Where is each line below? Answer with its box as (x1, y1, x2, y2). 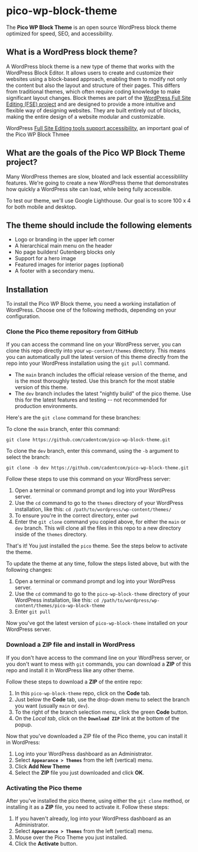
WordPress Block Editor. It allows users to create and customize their (6, 69, 174, 76)
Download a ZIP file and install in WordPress (6, 640, 135, 649)
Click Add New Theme (14, 763, 71, 770)
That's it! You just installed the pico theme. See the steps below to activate (6, 542, 188, 549)
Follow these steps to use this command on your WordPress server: (6, 475, 171, 482)
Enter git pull (14, 608, 51, 615)
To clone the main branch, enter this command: (6, 426, 120, 433)
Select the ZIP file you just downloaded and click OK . (14, 769, 145, 776)
